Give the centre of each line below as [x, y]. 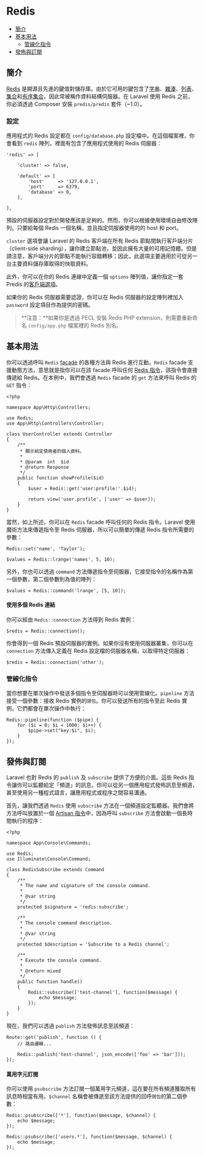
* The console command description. [66, 923]
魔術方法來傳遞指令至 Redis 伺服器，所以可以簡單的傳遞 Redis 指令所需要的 [100, 529]
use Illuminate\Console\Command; [49, 859]
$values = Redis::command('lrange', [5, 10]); [66, 590]
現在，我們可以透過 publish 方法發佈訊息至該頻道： [70, 1026]
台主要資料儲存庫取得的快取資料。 [49, 264]
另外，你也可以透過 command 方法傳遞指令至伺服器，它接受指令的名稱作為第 [100, 571]
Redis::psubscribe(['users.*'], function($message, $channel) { [89, 1137]
